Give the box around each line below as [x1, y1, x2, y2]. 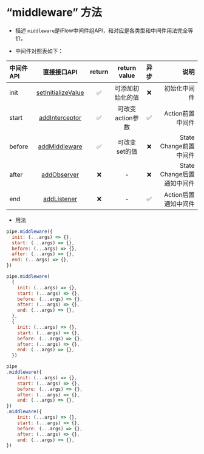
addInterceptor [39, 113, 82, 122]
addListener [43, 194, 78, 203]
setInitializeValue [36, 88, 84, 97]
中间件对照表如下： [15, 47, 64, 55]
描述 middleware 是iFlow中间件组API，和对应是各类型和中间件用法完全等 [15, 27, 194, 34]
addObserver [41, 170, 80, 179]
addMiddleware [38, 142, 83, 151]
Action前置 [163, 109, 195, 117]
